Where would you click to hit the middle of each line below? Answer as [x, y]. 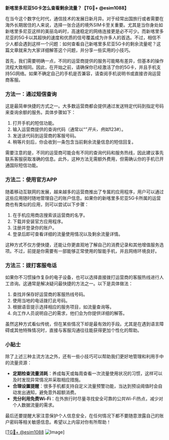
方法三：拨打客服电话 [31, 265]
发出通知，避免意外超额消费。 [48, 393]
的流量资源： [18, 363]
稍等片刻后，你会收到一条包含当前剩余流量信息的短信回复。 [74, 142]
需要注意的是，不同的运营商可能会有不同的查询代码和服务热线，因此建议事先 [84, 153]
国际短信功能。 [25, 166]
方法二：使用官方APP [31, 180]
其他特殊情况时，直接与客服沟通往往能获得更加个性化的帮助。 [78, 330]
